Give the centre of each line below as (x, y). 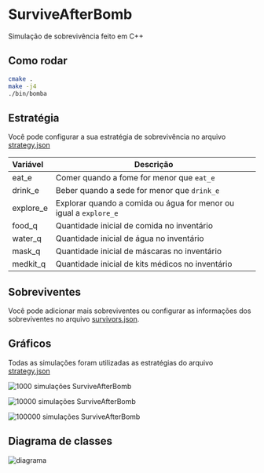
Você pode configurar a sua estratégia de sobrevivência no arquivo (117, 137)
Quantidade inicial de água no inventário (130, 238)
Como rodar (38, 61)
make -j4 (22, 86)
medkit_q (29, 264)
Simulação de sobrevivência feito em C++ (76, 36)
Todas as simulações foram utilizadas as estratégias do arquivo (111, 362)
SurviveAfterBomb (70, 15)
